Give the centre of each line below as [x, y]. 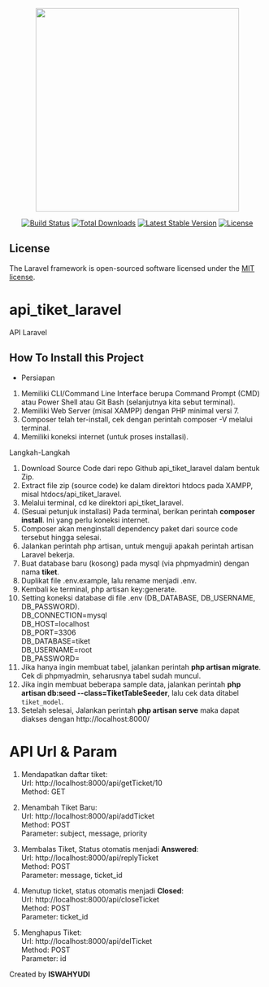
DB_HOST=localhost [55, 623]
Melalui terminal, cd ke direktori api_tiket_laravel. [102, 502]
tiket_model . [42, 701]
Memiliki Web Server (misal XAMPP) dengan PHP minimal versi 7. [130, 410]
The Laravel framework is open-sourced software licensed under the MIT [132, 268]
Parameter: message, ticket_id [72, 875]
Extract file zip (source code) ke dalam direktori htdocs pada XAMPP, [137, 485]
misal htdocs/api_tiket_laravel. [71, 494]
